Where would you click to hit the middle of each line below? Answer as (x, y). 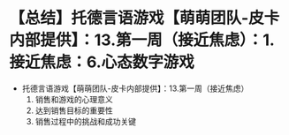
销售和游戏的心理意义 (74, 99)
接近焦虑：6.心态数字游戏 (102, 62)
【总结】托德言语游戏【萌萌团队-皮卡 (144, 18)
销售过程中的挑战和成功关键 (86, 121)
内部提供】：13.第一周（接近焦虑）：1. (142, 40)
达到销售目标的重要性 (74, 110)
